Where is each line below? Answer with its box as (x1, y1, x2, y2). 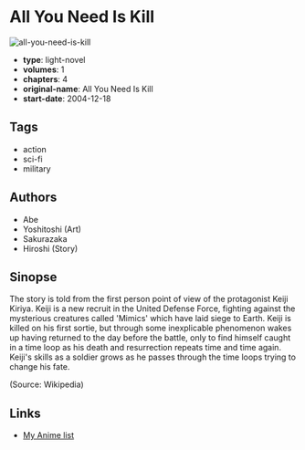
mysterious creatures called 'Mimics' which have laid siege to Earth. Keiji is (9, 313, 292, 324)
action (22, 143, 47, 154)
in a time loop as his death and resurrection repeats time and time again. (9, 342, 281, 353)
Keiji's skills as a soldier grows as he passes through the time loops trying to (9, 351, 297, 362)
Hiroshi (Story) (22, 243, 79, 254)
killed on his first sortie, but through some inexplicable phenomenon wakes (9, 322, 292, 334)
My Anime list (22, 430, 75, 441)
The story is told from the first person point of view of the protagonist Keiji (9, 294, 289, 305)
